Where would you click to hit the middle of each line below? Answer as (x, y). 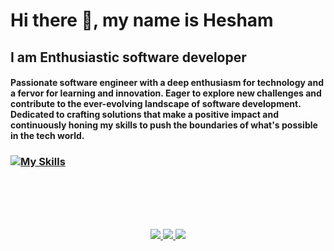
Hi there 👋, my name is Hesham (142, 20)
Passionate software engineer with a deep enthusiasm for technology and (167, 83)
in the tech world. (47, 136)
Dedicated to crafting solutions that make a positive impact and (144, 115)
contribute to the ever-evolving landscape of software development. (156, 104)
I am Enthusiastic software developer (128, 57)
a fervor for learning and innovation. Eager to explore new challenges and (166, 93)
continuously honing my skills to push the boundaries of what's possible (164, 125)
